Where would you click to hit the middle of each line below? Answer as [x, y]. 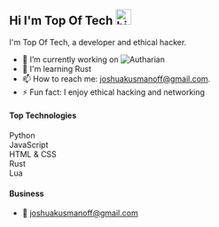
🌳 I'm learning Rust [56, 68]
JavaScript [29, 145]
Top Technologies [43, 115]
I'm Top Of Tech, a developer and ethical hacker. [98, 42]
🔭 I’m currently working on [70, 59]
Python [22, 136]
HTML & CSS [33, 154]
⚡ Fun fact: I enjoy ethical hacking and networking [113, 92]
